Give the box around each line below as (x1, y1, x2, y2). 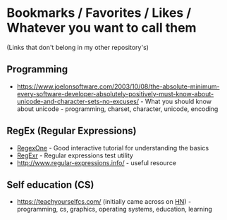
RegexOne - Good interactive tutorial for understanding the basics (16, 143, 209, 152)
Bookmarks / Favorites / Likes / (6, 5, 192, 21)
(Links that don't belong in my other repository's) (6, 43, 149, 51)
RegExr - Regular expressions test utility (16, 151, 133, 160)
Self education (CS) (6, 179, 94, 190)
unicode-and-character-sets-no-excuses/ (16, 97, 139, 105)
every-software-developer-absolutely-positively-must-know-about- (16, 89, 214, 98)
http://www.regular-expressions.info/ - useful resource (16, 158, 177, 167)
